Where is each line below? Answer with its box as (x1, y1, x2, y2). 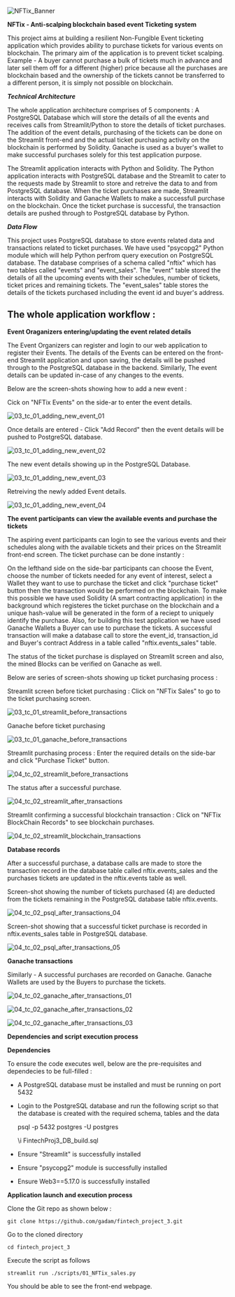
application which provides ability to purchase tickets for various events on (7, 41, 223, 49)
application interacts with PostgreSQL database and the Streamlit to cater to (7, 172, 226, 180)
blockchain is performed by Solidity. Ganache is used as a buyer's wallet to (7, 143, 224, 151)
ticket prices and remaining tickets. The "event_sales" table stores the (7, 281, 208, 289)
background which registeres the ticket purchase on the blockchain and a (7, 601, 220, 610)
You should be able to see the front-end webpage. (7, 1282, 152, 1290)
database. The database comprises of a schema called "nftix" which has (7, 258, 217, 267)
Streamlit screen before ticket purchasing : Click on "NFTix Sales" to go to (7, 687, 221, 695)
